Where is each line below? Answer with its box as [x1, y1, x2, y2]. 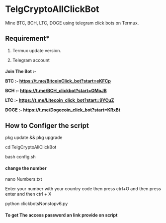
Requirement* [5, 34, 50, 43]
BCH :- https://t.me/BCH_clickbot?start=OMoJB [5, 88, 107, 94]
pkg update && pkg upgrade [5, 135, 63, 141]
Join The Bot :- [5, 69, 36, 74]
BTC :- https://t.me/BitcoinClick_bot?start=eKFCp [5, 78, 111, 84]
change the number [5, 165, 47, 171]
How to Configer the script [5, 121, 89, 130]
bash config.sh [5, 154, 36, 160]
